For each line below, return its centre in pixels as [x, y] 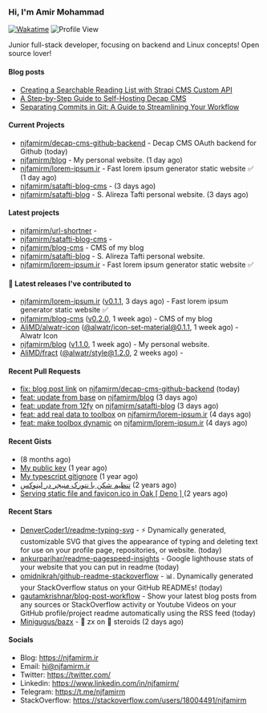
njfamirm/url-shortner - [59, 230]
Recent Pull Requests [44, 371]
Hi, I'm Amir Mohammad [57, 12]
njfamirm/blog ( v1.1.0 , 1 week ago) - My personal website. [115, 344]
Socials [21, 640]
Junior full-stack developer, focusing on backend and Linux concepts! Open [134, 45]
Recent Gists [30, 441]
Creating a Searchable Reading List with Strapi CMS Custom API [126, 90]
